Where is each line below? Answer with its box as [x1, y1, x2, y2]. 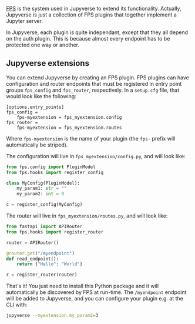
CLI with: [6, 301, 28, 308]
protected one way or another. [6, 41, 79, 48]
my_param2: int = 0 [16, 191, 65, 197]
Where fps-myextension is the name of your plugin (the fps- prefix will [6, 135, 176, 142]
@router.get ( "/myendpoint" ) [6, 250, 75, 256]
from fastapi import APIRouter [6, 223, 83, 230]
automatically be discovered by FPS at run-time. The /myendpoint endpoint [6, 289, 187, 296]
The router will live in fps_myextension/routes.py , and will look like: [6, 212, 168, 219]
